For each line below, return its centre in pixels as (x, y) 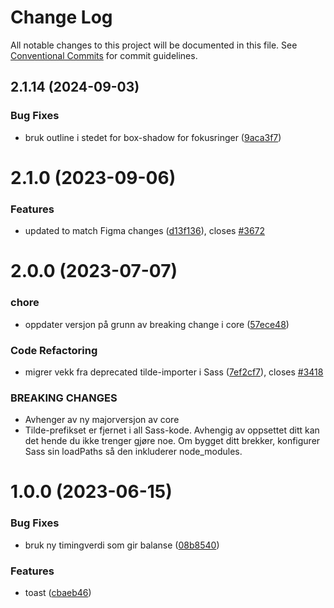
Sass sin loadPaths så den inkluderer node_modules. (133, 452)
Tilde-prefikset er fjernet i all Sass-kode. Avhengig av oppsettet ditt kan (172, 430)
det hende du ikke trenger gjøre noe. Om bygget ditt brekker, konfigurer (172, 441)
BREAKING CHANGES (64, 398)
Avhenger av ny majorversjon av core (102, 420)
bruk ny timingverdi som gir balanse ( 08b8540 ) (122, 545)
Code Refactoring (54, 350)
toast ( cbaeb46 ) (58, 592)
